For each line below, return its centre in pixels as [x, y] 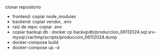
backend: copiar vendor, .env [42, 22]
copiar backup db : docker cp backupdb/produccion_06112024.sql [80, 32]
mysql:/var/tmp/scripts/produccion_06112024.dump [64, 37]
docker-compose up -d [36, 47]
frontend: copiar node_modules [44, 16]
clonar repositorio [23, 7]
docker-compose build [35, 42]
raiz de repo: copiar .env [37, 27]
